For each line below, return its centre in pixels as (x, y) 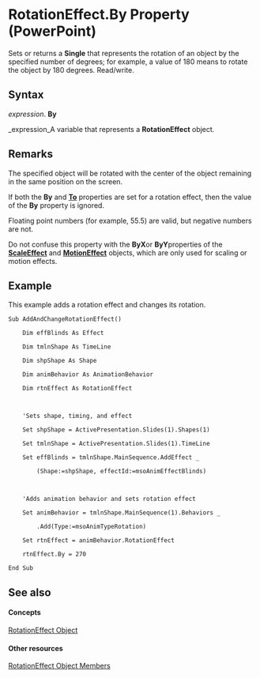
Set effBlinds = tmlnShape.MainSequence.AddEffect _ (111, 458)
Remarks (31, 154)
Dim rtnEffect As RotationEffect (77, 389)
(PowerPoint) (53, 31)
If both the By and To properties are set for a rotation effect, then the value (130, 197)
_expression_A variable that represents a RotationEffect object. (111, 129)
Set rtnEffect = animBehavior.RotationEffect (99, 541)
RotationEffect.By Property (99, 15)
